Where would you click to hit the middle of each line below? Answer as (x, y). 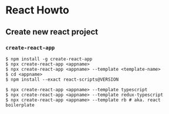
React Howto (38, 10)
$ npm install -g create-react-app (49, 59)
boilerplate (20, 105)
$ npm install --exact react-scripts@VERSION (62, 80)
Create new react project (52, 32)
